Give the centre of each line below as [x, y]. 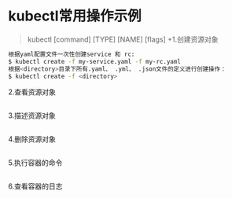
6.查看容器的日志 [35, 186]
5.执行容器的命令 [35, 163]
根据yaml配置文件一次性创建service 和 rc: [72, 54]
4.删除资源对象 [32, 139]
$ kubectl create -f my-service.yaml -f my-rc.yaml [94, 61]
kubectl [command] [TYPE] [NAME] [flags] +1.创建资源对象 [123, 39]
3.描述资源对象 [32, 115]
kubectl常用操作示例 [75, 16]
